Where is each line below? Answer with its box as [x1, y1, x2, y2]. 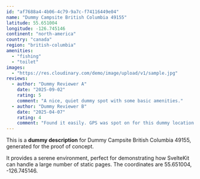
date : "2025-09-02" [17, 87, 66, 93]
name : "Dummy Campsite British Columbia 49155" [6, 14, 128, 20]
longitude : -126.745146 [6, 25, 66, 32]
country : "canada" [6, 37, 52, 43]
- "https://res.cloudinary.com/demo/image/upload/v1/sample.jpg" [11, 70, 178, 76]
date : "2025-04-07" [17, 109, 66, 115]
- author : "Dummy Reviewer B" [11, 103, 87, 110]
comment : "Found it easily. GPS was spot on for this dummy [17, 120, 170, 126]
